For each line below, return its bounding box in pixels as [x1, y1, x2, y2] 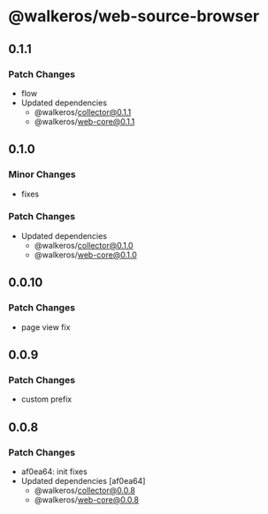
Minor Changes [8, 168, 76, 180]
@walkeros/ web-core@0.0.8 [34, 494, 139, 505]
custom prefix [20, 394, 73, 404]
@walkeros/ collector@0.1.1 [34, 106, 132, 117]
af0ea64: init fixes [20, 466, 88, 477]
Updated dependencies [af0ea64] [20, 475, 146, 486]
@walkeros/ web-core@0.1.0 [34, 249, 138, 260]
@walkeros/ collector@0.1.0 [34, 240, 134, 250]
